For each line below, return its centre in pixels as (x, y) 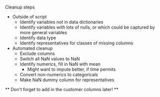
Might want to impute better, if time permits (71, 69)
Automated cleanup (33, 48)
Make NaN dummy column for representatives (67, 80)
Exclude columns (37, 53)
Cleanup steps (20, 7)
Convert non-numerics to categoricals (59, 74)
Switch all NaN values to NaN (50, 59)
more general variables (43, 32)
